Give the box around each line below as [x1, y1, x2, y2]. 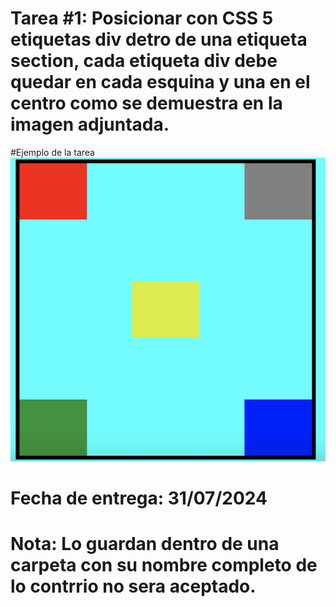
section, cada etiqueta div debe [10, 50, 278, 72]
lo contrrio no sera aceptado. [10, 575, 257, 598]
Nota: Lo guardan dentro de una [10, 533, 280, 556]
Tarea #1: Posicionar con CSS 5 [10, 7, 274, 30]
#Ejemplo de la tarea [10, 146, 95, 158]
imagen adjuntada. [10, 113, 170, 136]
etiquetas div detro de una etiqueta [10, 28, 308, 51]
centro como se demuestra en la [10, 92, 283, 115]
